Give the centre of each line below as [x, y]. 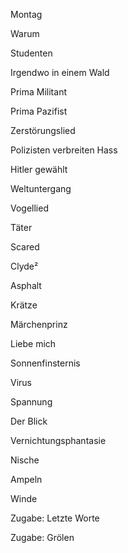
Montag [26, 14]
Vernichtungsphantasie [58, 440]
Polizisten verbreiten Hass [64, 150]
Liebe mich [33, 343]
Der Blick [29, 421]
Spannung [31, 402]
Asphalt [26, 285]
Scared [25, 247]
